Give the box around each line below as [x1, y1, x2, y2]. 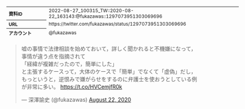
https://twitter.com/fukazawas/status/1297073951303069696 [48, 21, 186, 27]
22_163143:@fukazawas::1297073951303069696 [48, 13, 163, 19]
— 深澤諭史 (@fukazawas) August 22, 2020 [21, 96, 132, 103]
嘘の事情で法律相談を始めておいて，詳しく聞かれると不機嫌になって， [21, 45, 197, 52]
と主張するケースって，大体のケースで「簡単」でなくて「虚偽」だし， [21, 68, 197, 75]
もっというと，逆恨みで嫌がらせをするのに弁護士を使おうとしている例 [21, 76, 197, 83]
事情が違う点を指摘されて [21, 53, 86, 60]
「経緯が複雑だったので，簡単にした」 [21, 60, 118, 68]
